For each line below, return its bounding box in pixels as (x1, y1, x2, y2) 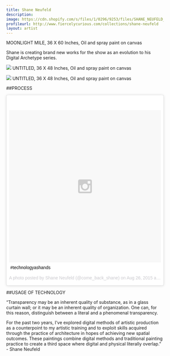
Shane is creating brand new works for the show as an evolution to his (6, 50, 151, 56)
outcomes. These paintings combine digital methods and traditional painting (6, 335, 163, 341)
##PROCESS (6, 85, 32, 91)
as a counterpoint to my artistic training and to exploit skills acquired (6, 325, 147, 331)
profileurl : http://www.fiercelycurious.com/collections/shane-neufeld (6, 21, 158, 27)
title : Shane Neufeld (6, 7, 51, 13)
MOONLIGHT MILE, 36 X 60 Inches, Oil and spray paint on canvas (6, 40, 142, 46)
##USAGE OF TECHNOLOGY (6, 289, 66, 296)
